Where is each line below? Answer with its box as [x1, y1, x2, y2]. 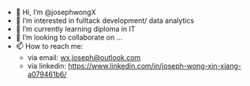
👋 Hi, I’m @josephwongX [15, 8, 96, 17]
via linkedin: [27, 62, 67, 70]
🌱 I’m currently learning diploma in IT [15, 24, 136, 33]
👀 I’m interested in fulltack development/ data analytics [15, 16, 195, 25]
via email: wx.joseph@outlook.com [27, 53, 141, 62]
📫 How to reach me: [15, 42, 84, 50]
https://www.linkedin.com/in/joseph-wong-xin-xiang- [68, 62, 242, 70]
